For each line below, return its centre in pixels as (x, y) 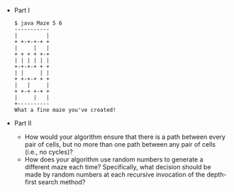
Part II (23, 123)
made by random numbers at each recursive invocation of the (115, 174)
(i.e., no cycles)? (49, 152)
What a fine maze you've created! (65, 110)
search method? (62, 182)
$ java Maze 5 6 (38, 23)
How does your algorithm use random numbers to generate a (114, 159)
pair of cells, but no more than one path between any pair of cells (120, 144)
